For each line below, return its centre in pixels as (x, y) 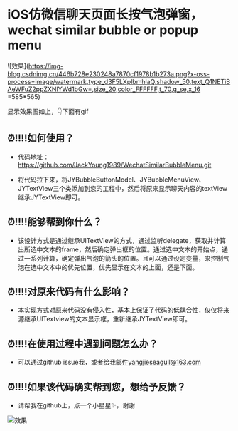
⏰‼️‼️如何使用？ (41, 139)
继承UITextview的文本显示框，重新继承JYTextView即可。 (108, 319)
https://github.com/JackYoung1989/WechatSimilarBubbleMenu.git (114, 165)
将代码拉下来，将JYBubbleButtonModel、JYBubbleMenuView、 (112, 180)
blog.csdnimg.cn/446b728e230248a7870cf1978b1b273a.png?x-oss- (109, 74)
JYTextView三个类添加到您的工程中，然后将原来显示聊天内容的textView (123, 188)
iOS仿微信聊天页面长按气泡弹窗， (105, 15)
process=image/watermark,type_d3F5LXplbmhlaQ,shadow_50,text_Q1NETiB (119, 81)
